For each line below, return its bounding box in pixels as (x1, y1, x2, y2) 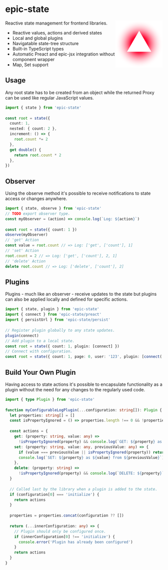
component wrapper (12, 56, 55, 62)
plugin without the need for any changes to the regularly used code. (5, 386, 145, 392)
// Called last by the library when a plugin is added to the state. (9, 486, 157, 491)
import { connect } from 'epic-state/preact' (5, 312, 101, 317)
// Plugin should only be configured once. (14, 529, 106, 534)
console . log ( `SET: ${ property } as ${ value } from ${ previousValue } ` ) (18, 455, 164, 460)
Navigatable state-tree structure (12, 40, 79, 46)
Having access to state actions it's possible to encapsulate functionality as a (5, 381, 162, 387)
